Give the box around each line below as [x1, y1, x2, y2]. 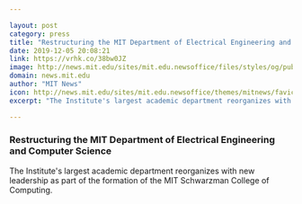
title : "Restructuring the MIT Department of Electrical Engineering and [9, 38, 292, 47]
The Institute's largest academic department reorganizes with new [9, 165, 255, 176]
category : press [9, 29, 70, 39]
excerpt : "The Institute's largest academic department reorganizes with [9, 96, 292, 105]
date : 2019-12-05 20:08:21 [9, 46, 111, 55]
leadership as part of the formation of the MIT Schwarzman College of [9, 174, 270, 185]
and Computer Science [9, 145, 112, 157]
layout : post [9, 21, 58, 30]
